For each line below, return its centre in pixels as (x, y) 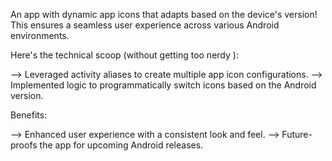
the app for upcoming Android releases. (121, 145)
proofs (24, 145)
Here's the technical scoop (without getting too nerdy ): (124, 55)
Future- (297, 134)
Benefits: (29, 115)
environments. (40, 35)
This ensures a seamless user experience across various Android (145, 25)
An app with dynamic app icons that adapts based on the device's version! (164, 14)
